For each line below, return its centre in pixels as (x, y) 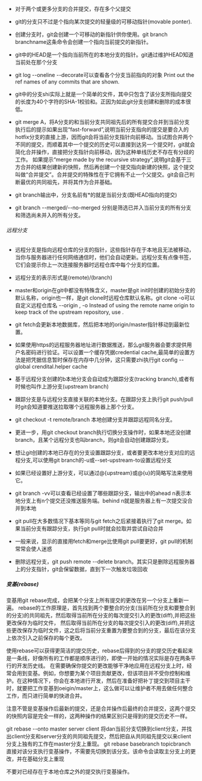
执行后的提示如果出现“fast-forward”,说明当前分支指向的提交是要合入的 (102, 129)
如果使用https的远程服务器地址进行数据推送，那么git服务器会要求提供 (101, 345)
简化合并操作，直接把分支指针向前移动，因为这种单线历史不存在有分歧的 (104, 152)
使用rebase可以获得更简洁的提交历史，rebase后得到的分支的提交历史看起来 (100, 651)
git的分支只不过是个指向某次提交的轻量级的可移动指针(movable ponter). (103, 22)
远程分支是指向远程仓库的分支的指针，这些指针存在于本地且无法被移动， (104, 250)
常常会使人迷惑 (33, 549)
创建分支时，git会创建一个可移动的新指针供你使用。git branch (91, 34)
